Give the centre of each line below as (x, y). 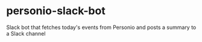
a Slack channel (26, 33)
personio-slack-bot (56, 11)
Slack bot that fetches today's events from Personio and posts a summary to (101, 27)
